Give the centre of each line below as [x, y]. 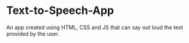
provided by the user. [33, 33]
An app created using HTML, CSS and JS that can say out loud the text [95, 27]
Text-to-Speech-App [60, 11]
